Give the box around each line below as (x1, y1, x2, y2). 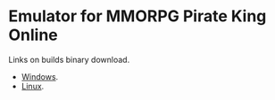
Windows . (21, 71, 59, 81)
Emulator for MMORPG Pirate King (8, 6, 267, 27)
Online (8, 25, 59, 45)
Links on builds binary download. (8, 54, 130, 65)
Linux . (21, 81, 45, 91)
